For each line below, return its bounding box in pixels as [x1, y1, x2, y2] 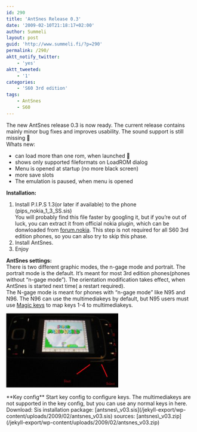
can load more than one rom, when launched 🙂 [14, 152, 130, 159]
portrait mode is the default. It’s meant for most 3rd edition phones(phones [6, 269, 190, 276]
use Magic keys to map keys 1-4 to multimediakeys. [6, 301, 133, 308]
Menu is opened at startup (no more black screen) [14, 165, 139, 172]
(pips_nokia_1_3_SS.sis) [14, 207, 72, 214]
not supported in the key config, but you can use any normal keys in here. [6, 400, 188, 407]
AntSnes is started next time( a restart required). [6, 282, 125, 290]
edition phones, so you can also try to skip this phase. [14, 232, 148, 239]
